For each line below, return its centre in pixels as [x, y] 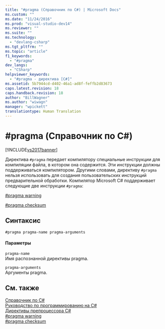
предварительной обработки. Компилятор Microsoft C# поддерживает [80, 180]
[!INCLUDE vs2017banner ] [32, 150]
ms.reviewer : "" [22, 28]
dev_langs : [16, 65]
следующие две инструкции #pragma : [44, 186]
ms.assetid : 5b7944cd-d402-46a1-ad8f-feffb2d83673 [59, 83]
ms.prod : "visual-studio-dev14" [39, 24]
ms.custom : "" [20, 14]
